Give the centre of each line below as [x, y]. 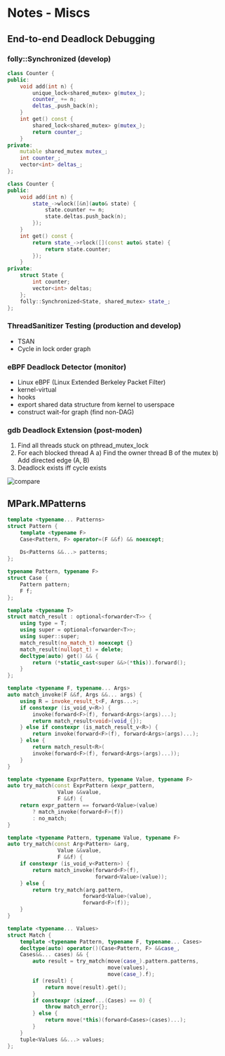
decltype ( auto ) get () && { [59, 656]
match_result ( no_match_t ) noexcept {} [76, 643]
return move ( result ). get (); [86, 987]
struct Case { [28, 578]
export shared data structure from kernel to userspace [96, 404]
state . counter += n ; [75, 210]
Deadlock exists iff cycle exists [62, 468]
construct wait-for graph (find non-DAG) [76, 411]
